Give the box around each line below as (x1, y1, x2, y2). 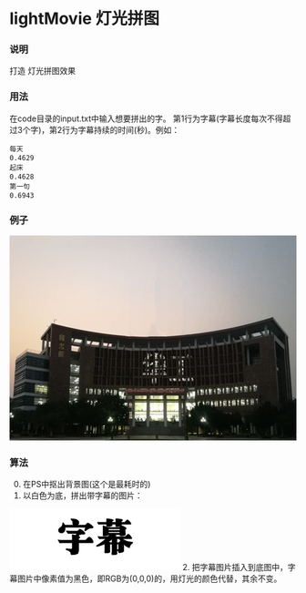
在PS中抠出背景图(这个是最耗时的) (22, 479, 151, 490)
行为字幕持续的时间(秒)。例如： (62, 124, 180, 135)
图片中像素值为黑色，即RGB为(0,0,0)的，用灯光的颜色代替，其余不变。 (16, 573, 282, 584)
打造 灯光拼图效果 (9, 66, 76, 77)
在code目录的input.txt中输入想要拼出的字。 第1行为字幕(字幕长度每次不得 (9, 113, 284, 124)
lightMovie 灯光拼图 (9, 8, 160, 29)
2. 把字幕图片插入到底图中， (181, 562, 289, 573)
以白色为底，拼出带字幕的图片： (22, 490, 143, 501)
